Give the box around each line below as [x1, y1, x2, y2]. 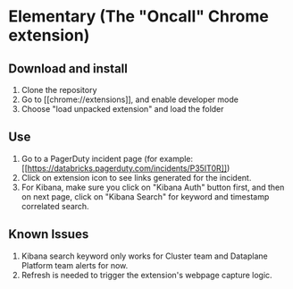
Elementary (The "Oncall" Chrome [8, 6, 269, 27]
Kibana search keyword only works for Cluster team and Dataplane [21, 251, 269, 261]
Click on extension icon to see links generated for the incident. [21, 172, 252, 183]
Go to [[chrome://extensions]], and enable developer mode [21, 94, 239, 105]
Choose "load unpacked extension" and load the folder [21, 104, 224, 114]
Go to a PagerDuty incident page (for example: [21, 153, 194, 164]
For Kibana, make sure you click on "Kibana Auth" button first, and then [21, 182, 285, 192]
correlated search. [21, 200, 90, 211]
